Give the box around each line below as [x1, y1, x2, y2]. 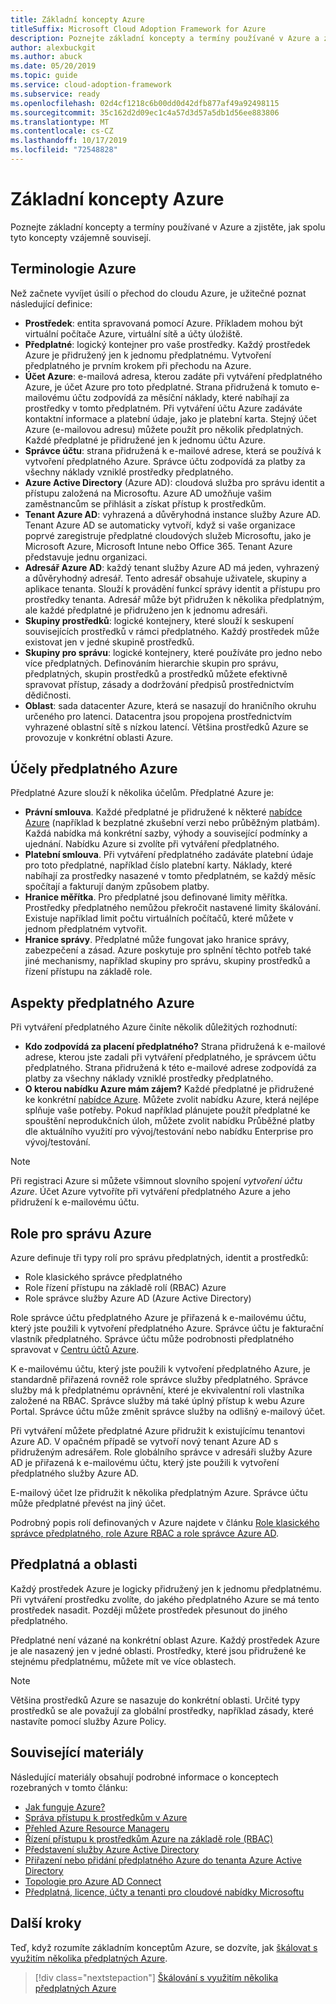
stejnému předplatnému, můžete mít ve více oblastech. [10, 1655, 237, 1667]
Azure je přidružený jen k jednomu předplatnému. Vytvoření [24, 349, 272, 361]
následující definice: [10, 297, 93, 310]
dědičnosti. [24, 689, 72, 701]
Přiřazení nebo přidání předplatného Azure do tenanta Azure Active [24, 1854, 302, 1866]
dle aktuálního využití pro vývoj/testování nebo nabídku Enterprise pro [24, 1126, 314, 1138]
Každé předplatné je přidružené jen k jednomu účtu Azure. [24, 434, 267, 446]
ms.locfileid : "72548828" [10, 145, 118, 155]
